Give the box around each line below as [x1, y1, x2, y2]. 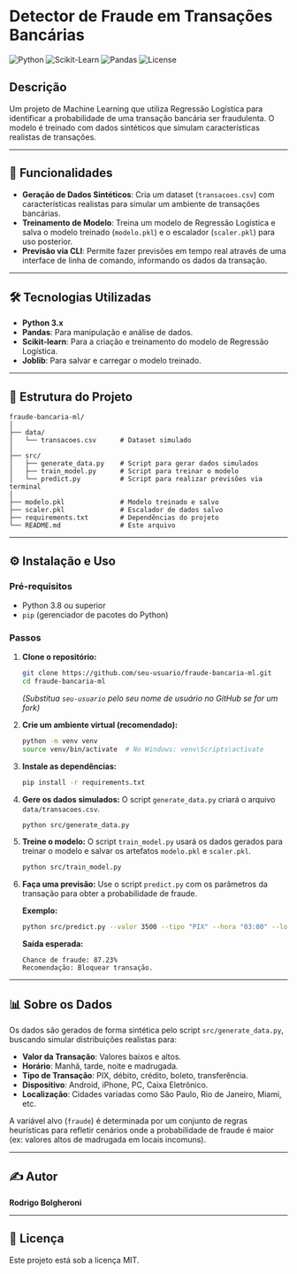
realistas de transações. [9, 131, 97, 142]
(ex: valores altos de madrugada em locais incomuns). [9, 1134, 207, 1145]
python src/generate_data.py [21, 820, 130, 829]
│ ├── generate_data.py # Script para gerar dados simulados [9, 459, 259, 468]
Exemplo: [21, 905, 58, 917]
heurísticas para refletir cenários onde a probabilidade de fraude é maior [9, 1124, 274, 1135]
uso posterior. [21, 236, 73, 247]
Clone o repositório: [21, 652, 97, 663]
